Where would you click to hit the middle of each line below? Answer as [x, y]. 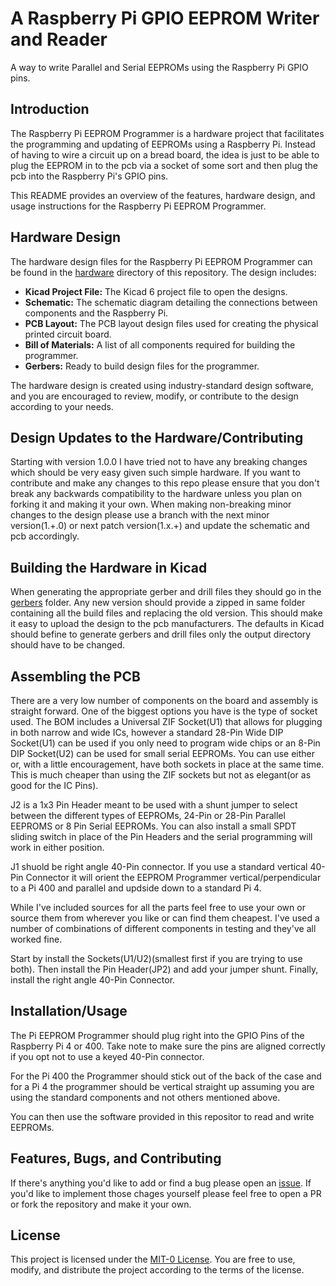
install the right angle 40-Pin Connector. [93, 980]
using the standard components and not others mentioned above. [145, 1097]
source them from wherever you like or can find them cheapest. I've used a [165, 918]
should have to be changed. [68, 645]
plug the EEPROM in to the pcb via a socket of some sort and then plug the [164, 165]
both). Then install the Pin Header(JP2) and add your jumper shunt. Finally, [164, 969]
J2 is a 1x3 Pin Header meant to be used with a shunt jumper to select [154, 805]
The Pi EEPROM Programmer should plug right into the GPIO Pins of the [157, 1035]
